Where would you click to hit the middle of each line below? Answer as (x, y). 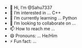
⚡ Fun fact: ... (23, 41)
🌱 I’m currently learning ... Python (43, 18)
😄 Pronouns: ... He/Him (33, 36)
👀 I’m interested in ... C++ (35, 13)
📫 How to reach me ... (32, 29)
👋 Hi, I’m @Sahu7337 (31, 8)
